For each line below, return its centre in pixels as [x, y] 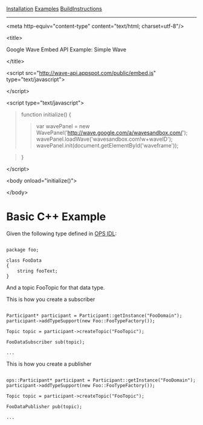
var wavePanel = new [63, 126]
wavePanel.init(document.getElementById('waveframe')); [107, 145]
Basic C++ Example [56, 217]
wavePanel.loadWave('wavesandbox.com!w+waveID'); [105, 139]
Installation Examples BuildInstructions [54, 9]
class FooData [24, 260]
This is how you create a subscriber [51, 299]
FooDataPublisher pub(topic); [44, 407]
